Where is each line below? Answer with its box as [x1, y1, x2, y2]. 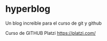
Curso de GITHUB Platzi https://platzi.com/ [5, 30, 96, 36]
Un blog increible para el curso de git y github [5, 20, 102, 26]
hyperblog [5, 3, 51, 15]
